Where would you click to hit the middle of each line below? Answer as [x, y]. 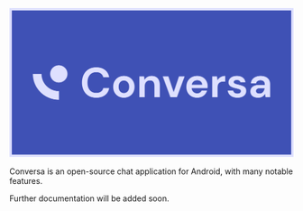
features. [26, 181]
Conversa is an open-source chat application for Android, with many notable [151, 171]
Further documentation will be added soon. [89, 198]
